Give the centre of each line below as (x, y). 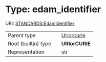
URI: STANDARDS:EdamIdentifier (40, 23)
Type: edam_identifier (53, 9)
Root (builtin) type (30, 43)
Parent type (22, 35)
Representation (26, 52)
